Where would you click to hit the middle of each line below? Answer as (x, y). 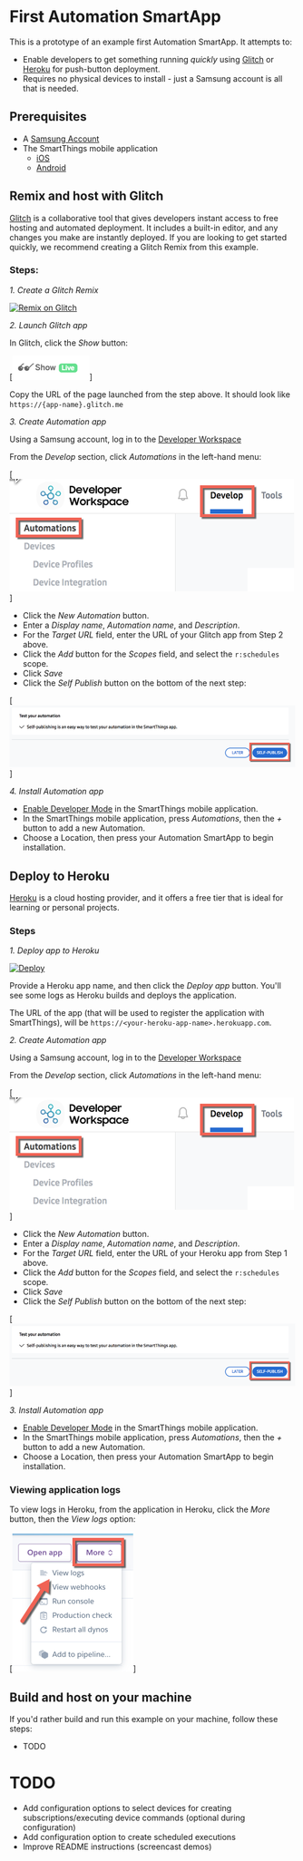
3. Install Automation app (57, 1410)
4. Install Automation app (57, 792)
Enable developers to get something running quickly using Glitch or (148, 59)
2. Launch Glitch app (49, 325)
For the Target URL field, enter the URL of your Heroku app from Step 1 (155, 1253)
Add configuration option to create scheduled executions (129, 1837)
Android (51, 167)
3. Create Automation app (58, 421)
